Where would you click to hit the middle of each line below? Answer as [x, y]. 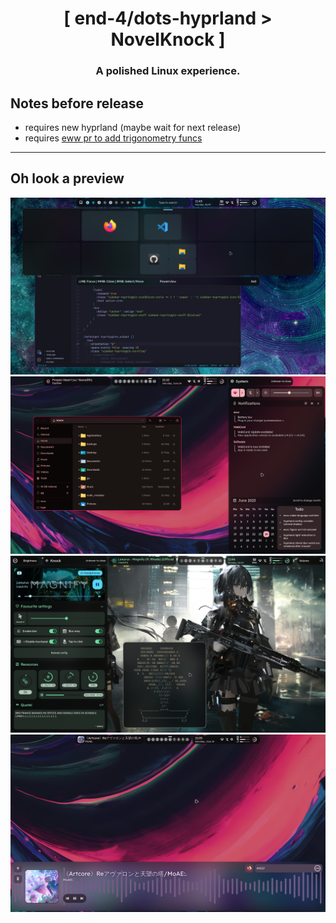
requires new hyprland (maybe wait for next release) [133, 127]
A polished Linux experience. [168, 71]
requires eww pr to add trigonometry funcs [113, 138]
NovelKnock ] [168, 39]
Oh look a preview [67, 178]
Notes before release [77, 103]
